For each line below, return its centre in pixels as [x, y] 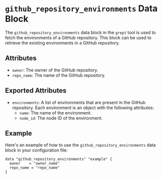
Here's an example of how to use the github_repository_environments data [81, 145]
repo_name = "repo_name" [35, 168]
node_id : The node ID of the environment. [61, 118]
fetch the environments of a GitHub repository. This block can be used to [78, 38]
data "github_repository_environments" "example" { [59, 159]
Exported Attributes [36, 91]
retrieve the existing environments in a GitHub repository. [62, 43]
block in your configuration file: [37, 150]
